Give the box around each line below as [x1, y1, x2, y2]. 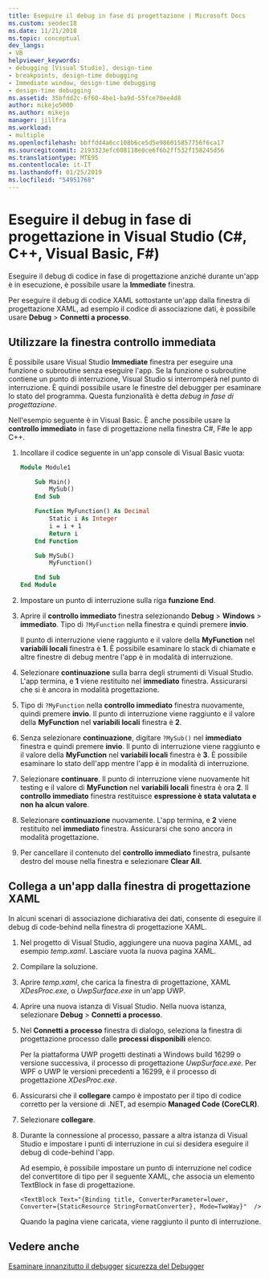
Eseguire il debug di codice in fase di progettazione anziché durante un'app [8, 271, 259, 281]
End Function [35, 537, 79, 545]
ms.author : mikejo [8, 109, 70, 117]
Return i [49, 529, 79, 538]
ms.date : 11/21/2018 [8, 26, 78, 35]
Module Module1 [19, 463, 71, 471]
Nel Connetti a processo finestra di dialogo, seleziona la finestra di [19, 1025, 243, 1035]
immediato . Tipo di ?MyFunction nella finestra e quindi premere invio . [19, 620, 249, 629]
